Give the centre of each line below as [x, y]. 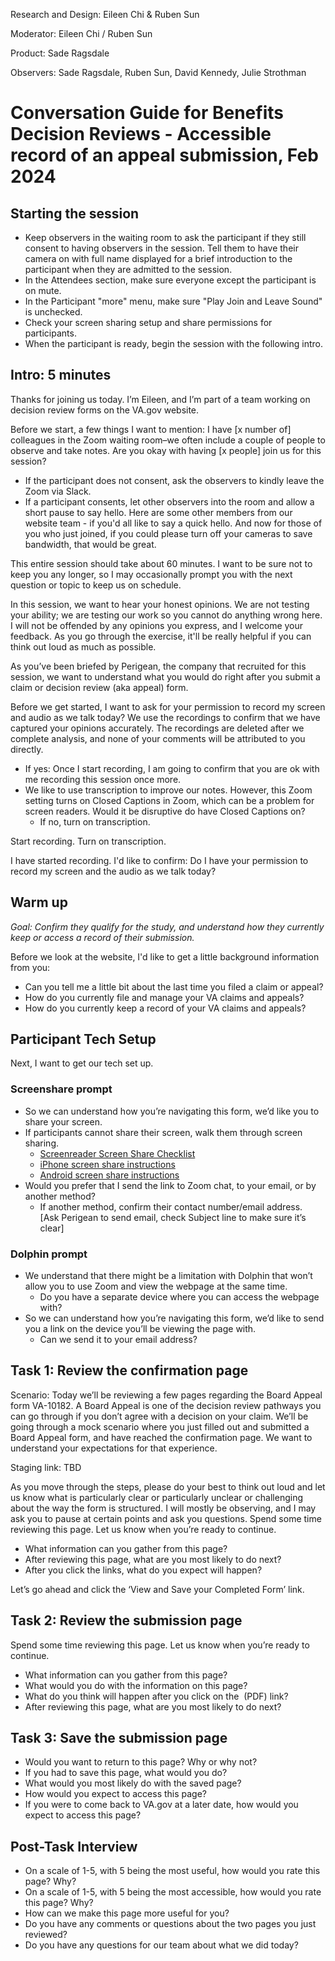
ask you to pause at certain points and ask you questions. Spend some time [166, 1518]
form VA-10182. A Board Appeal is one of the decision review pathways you [166, 1405]
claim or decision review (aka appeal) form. [99, 687]
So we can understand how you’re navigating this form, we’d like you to [172, 1111]
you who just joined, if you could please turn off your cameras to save [168, 533]
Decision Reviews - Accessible [141, 134]
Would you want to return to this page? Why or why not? [141, 1762]
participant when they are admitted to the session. [128, 269]
